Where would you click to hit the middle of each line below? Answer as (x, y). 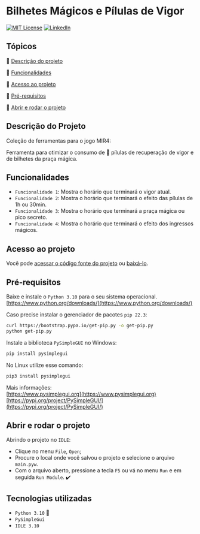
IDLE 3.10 (27, 526)
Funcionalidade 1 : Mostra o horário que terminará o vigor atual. (93, 192)
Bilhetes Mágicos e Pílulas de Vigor (95, 11)
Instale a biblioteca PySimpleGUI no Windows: (61, 342)
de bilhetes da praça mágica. (42, 159)
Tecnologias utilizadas (49, 498)
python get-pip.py (29, 331)
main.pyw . (27, 464)
